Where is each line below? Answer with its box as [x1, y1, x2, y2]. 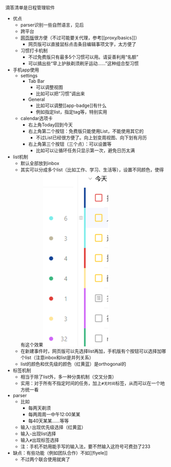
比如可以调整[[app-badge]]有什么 [35, 102, 107, 108]
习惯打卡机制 [20, 48, 48, 53]
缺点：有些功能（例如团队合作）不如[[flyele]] [12, 450, 108, 456]
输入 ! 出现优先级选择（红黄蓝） [20, 424, 86, 430]
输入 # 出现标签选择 [20, 437, 59, 443]
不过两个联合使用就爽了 [20, 456, 70, 462]
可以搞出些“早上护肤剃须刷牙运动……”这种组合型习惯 [28, 61, 139, 66]
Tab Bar [28, 78, 45, 84]
